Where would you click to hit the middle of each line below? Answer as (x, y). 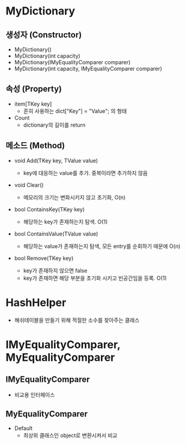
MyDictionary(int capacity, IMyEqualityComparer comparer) (88, 68)
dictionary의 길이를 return (54, 125)
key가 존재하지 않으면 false (55, 270)
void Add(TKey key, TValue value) (56, 160)
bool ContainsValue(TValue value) (56, 234)
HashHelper (36, 302)
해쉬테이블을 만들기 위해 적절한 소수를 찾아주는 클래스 (77, 320)
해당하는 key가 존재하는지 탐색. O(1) (65, 222)
